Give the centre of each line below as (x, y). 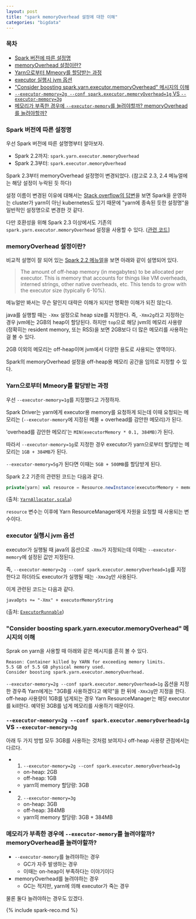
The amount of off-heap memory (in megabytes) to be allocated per (102, 272)
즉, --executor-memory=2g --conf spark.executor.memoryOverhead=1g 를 (91, 569)
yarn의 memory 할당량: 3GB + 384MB (68, 817)
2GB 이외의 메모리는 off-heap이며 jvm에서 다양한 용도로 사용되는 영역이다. (91, 349)
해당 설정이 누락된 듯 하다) (42, 183)
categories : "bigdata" (34, 22)
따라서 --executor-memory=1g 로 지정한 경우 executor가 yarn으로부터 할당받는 (95, 444)
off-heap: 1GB (40, 778)
